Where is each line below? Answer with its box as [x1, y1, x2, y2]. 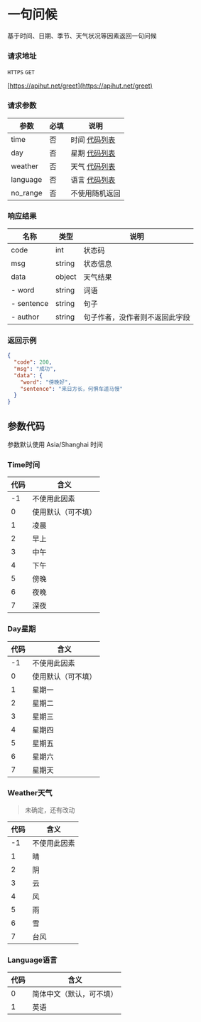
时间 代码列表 [70, 135, 116, 145]
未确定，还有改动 [24, 805, 75, 814]
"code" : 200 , [13, 359, 53, 366]
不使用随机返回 [70, 188, 121, 198]
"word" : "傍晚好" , [20, 379, 72, 386]
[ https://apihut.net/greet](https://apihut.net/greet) [7, 81, 153, 90]
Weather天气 [7, 788, 53, 798]
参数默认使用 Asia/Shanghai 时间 [7, 440, 103, 449]
